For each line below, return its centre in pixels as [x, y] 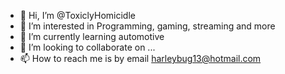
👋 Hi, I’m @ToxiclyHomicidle [77, 15]
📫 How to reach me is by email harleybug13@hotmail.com [140, 58]
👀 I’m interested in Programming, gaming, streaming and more [147, 26]
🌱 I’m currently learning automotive [92, 36]
